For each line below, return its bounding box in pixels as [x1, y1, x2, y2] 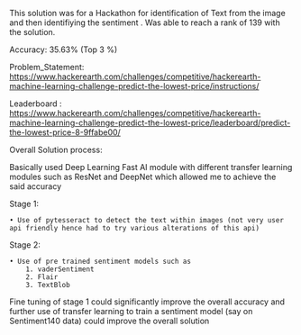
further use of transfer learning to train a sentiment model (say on [9, 306, 253, 316]
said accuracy [9, 181, 62, 192]
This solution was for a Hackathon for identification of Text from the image [9, 8, 286, 18]
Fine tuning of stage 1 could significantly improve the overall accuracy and [9, 296, 286, 307]
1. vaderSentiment [25, 265, 95, 274]
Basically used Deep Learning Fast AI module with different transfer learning [9, 162, 293, 172]
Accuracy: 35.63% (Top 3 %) [9, 44, 118, 55]
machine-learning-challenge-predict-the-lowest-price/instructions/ [9, 81, 260, 91]
